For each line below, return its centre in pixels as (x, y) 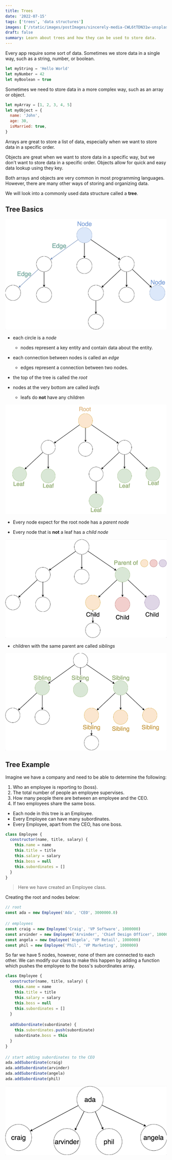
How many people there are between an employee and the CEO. (80, 798)
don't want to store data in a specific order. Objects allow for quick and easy (86, 162)
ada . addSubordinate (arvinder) (38, 1068)
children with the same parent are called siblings (64, 646)
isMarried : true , (28, 127)
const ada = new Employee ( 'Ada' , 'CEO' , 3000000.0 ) (61, 913)
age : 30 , (19, 121)
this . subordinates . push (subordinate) (55, 1030)
